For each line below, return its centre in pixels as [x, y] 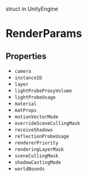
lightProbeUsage [35, 97]
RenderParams [44, 34]
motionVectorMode [36, 117]
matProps [25, 110]
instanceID [28, 78]
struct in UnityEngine [32, 9]
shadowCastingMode [38, 162]
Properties [26, 56]
